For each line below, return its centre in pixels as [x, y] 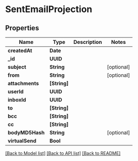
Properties [22, 28]
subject [17, 67]
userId [16, 92]
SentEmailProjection [49, 9]
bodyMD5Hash [26, 132]
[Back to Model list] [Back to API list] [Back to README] [63, 153]
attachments [23, 83]
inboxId [17, 100]
